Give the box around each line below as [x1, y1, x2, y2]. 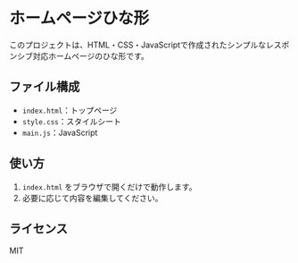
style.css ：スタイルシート [21, 115, 122, 126]
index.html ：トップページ [21, 105, 118, 115]
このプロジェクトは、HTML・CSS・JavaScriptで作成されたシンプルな [9, 39, 267, 50]
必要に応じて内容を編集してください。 [21, 192, 163, 203]
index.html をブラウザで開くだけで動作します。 [21, 181, 197, 192]
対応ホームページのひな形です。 [32, 50, 149, 61]
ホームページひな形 [9, 8, 150, 29]
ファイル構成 [9, 80, 80, 95]
